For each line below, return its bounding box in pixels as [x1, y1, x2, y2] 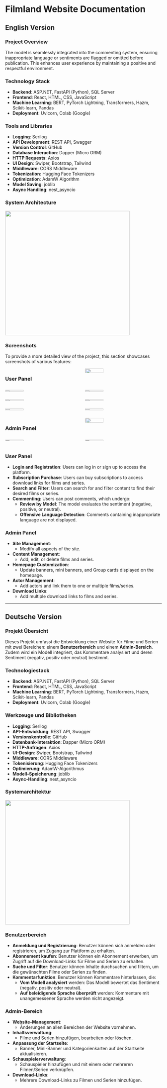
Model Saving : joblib [12, 182, 56, 188]
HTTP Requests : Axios [12, 155, 60, 161]
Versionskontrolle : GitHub [12, 734, 67, 740]
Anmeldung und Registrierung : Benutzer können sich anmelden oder [12, 943, 156, 949]
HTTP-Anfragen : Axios [12, 744, 61, 750]
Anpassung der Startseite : [12, 1040, 69, 1046]
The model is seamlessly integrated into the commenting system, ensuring [5, 49, 158, 55]
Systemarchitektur [5, 789, 52, 795]
